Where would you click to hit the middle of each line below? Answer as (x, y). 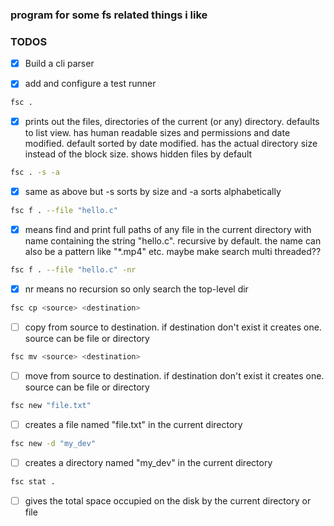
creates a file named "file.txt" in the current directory (133, 424)
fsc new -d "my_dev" (53, 443)
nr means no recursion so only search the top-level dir (136, 289)
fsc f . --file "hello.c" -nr (73, 270)
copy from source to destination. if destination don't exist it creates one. (173, 327)
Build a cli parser (59, 64)
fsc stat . (33, 481)
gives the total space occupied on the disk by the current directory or (168, 500)
